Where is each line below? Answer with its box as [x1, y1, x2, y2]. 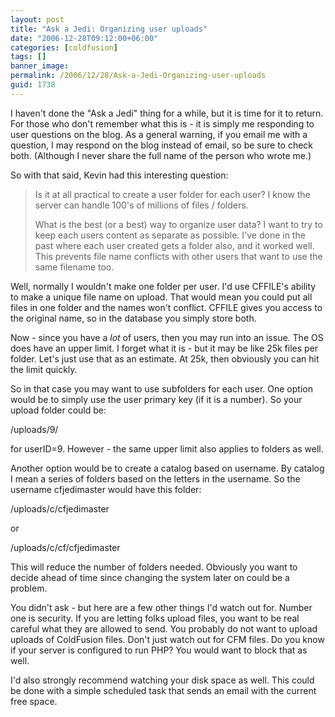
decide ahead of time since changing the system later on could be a [10, 571, 290, 583]
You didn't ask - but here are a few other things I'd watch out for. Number [10, 601, 313, 613]
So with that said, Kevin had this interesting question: [10, 169, 229, 181]
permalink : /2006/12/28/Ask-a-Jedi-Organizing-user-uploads [10, 71, 267, 81]
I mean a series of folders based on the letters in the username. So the [10, 472, 301, 485]
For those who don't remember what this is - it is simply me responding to [10, 117, 315, 130]
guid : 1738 [10, 80, 56, 90]
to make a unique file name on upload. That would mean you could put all [10, 291, 313, 303]
